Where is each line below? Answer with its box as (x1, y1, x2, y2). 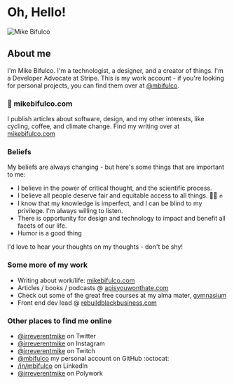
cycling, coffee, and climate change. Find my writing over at (7, 122, 180, 130)
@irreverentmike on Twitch (17, 346, 96, 355)
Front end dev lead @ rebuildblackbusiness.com (17, 299, 158, 307)
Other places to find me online (7, 316, 112, 326)
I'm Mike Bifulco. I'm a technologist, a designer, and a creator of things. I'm (7, 66, 224, 74)
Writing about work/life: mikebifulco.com (17, 276, 135, 284)
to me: (7, 170, 26, 179)
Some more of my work (7, 260, 88, 270)
